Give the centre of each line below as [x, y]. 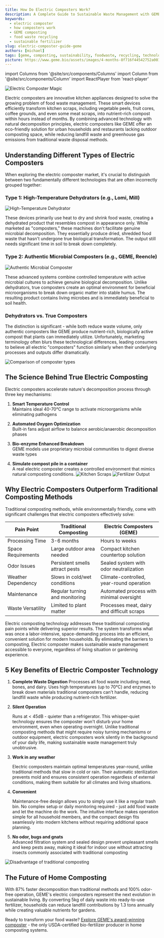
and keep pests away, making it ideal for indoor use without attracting [82, 847]
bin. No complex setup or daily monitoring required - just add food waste [85, 807]
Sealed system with [123, 563]
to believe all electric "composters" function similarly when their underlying [81, 347]
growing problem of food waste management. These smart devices [73, 103]
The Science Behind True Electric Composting [77, 378]
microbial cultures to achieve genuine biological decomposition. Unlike [76, 282]
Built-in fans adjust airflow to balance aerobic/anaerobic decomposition [84, 429]
